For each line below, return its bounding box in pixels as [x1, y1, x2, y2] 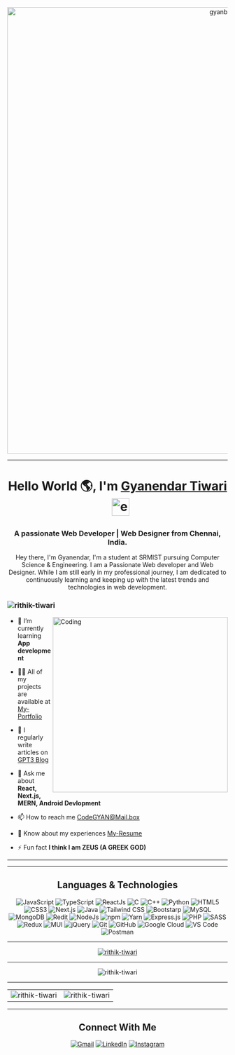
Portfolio [17, 712, 43, 721]
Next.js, [17, 791, 41, 800]
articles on [17, 748, 48, 756]
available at [17, 697, 51, 705]
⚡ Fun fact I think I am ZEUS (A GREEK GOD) [17, 843, 147, 851]
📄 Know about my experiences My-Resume [17, 829, 143, 837]
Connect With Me [78, 1021, 157, 1033]
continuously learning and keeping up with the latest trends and [25, 576, 210, 584]
